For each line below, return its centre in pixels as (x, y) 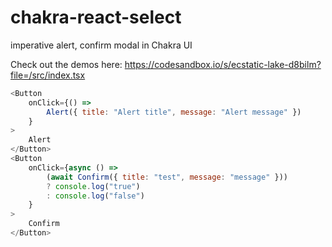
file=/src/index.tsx (48, 75)
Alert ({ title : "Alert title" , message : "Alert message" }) (174, 112)
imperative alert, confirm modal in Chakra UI (101, 45)
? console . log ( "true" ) (93, 186)
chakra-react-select (96, 17)
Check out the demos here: (66, 64)
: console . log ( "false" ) (95, 196)
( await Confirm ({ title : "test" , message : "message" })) (167, 177)
